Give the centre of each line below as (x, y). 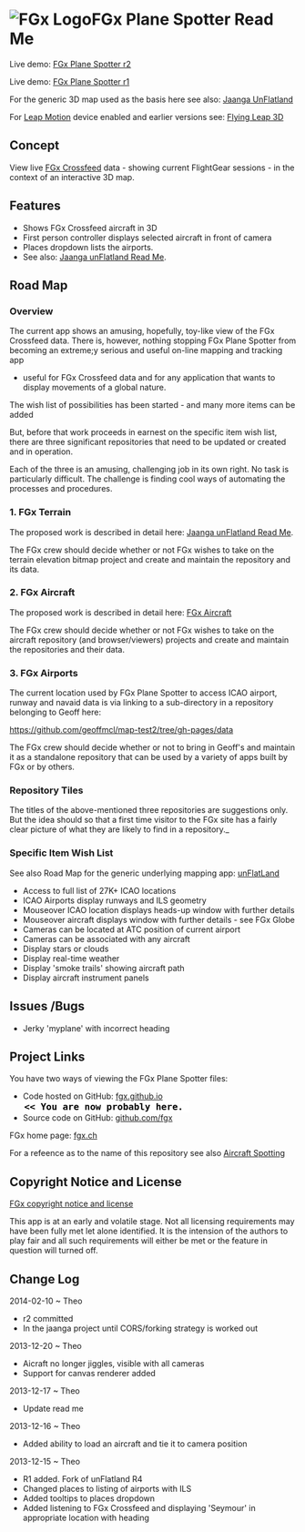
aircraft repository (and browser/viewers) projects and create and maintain (149, 639)
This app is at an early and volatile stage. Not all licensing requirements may (152, 1222)
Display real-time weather (71, 958)
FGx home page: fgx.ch (53, 1136)
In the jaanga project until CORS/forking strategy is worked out (140, 1328)
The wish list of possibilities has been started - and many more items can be (152, 405)
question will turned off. (54, 1251)
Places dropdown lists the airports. (88, 247)
